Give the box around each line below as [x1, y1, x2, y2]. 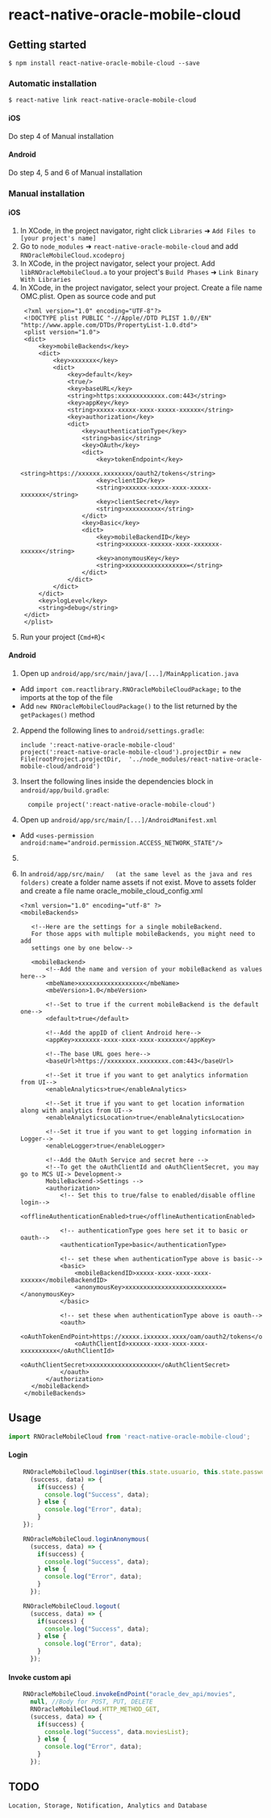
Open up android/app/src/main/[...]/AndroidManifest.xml [19, 815, 218, 825]
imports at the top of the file [19, 693, 113, 703]
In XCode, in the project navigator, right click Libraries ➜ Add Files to [19, 225, 256, 235]
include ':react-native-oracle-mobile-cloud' [19, 741, 176, 749]
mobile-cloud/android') [19, 762, 101, 770]
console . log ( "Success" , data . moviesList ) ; [44, 1728, 190, 1736]
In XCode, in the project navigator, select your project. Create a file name [19, 283, 263, 292]
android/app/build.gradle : [19, 785, 110, 795]
